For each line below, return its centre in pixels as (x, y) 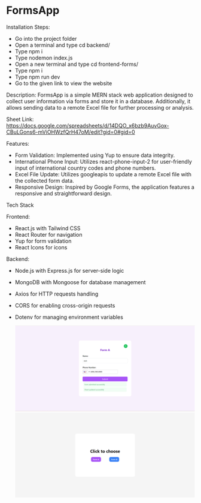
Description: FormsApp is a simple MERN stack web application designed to (100, 95)
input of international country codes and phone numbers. (85, 168)
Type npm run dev (37, 77)
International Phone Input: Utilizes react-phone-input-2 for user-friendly (103, 161)
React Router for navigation (48, 234)
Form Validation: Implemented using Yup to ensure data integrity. (95, 155)
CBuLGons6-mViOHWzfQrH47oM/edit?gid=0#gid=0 (71, 132)
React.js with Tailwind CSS (48, 228)
